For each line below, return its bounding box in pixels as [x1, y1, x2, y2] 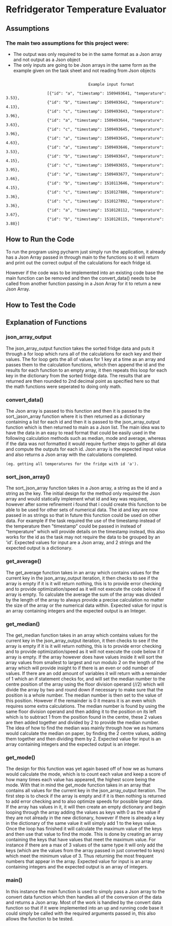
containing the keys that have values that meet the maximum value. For [6, 837, 156, 843]
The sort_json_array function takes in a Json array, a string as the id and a [6, 485, 162, 491]
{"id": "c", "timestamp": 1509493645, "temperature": [47, 127, 164, 132]
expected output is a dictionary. [6, 545, 73, 551]
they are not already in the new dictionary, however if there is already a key [6, 815, 164, 821]
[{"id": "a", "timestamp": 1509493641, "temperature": [47, 91, 167, 96]
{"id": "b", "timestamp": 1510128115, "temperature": [47, 217, 164, 222]
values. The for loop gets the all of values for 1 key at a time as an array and [6, 356, 165, 362]
